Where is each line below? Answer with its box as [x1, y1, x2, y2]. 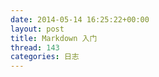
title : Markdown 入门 [10, 33, 98, 43]
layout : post [10, 24, 65, 34]
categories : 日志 [10, 52, 80, 62]
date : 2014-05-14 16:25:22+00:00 [10, 14, 150, 25]
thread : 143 [10, 42, 60, 53]
